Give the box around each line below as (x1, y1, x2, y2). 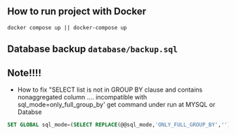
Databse (17, 108, 42, 116)
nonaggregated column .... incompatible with (17, 93, 147, 101)
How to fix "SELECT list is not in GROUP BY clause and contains (17, 85, 203, 94)
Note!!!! (7, 66, 42, 79)
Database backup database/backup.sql (7, 43, 178, 55)
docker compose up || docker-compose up (7, 24, 128, 31)
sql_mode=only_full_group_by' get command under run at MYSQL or (17, 101, 216, 109)
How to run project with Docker (7, 6, 146, 17)
